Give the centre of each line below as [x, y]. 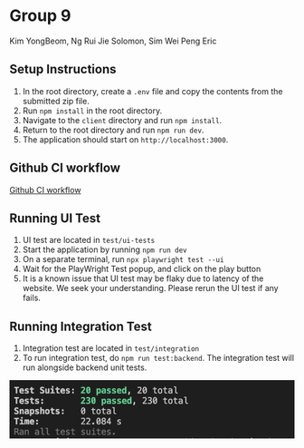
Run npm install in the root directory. [92, 111]
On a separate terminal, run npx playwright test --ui [123, 259]
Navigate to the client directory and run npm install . [122, 120]
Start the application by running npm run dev [104, 249]
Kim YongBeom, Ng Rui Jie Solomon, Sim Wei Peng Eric [113, 41]
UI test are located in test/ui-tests [89, 240]
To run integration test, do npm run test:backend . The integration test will [158, 358]
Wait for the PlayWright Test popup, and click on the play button [142, 269]
